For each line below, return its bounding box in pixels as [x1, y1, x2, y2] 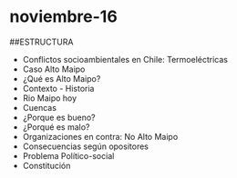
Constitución [22, 160, 71, 171]
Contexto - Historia [22, 83, 95, 94]
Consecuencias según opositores [22, 141, 149, 152]
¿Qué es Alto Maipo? [22, 73, 101, 84]
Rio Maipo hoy [22, 93, 77, 104]
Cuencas [22, 102, 57, 113]
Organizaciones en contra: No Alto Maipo [22, 131, 179, 142]
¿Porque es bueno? [22, 112, 96, 123]
